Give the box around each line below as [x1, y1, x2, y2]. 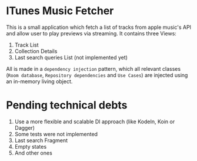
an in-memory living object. [6, 78, 73, 85]
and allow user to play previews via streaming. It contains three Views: [6, 29, 176, 37]
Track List [14, 41, 39, 48]
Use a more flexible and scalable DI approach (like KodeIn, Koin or [14, 118, 175, 125]
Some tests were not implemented [14, 130, 98, 137]
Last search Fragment [14, 137, 68, 144]
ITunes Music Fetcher [6, 4, 114, 18]
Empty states [14, 143, 47, 150]
